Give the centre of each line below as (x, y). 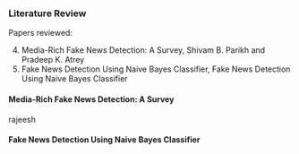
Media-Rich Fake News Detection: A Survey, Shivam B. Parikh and (143, 50)
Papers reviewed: (41, 33)
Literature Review (47, 13)
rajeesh (22, 119)
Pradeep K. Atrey (53, 60)
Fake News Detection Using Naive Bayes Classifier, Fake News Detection (156, 69)
